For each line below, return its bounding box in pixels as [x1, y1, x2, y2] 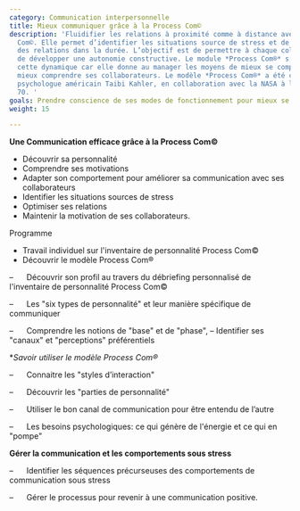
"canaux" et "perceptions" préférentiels [9, 335, 155, 346]
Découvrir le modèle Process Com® [21, 255, 154, 266]
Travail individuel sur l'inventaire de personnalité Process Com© [21, 245, 259, 256]
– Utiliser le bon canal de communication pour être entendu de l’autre [9, 404, 275, 415]
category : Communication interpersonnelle [9, 12, 170, 22]
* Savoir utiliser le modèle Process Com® [9, 352, 159, 363]
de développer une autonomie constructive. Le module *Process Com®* [17, 54, 281, 63]
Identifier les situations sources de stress [21, 192, 174, 202]
